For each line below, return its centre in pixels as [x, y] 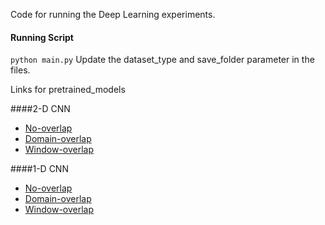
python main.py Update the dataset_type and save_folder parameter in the [162, 60]
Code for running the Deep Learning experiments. [113, 14]
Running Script [42, 37]
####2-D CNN [40, 109]
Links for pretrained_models [68, 90]
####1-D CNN [39, 169]
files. [20, 70]
